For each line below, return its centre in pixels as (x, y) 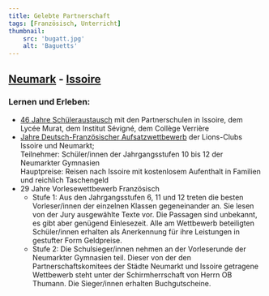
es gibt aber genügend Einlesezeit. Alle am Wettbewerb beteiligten (143, 223)
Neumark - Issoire (55, 79)
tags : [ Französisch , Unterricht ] (65, 24)
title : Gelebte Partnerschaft (60, 16)
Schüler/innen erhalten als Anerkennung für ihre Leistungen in (136, 231)
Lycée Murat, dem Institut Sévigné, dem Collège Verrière (114, 128)
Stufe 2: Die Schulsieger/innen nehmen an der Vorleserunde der (139, 249)
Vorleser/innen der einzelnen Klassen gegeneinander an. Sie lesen (143, 206)
